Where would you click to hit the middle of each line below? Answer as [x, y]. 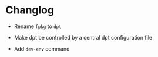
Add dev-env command [42, 49]
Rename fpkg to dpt [38, 26]
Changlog [30, 10]
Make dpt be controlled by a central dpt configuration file [83, 37]
